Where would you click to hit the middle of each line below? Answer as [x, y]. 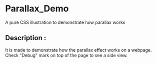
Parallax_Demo [37, 9]
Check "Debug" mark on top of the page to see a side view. [66, 55]
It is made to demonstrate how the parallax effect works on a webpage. [78, 50]
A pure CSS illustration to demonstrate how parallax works [65, 22]
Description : [26, 38]
